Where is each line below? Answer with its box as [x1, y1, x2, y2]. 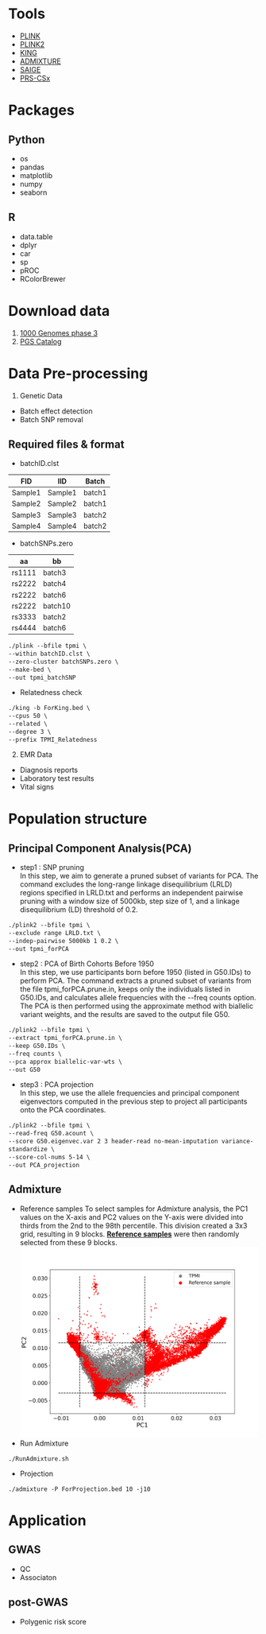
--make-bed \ [8, 666, 52, 673]
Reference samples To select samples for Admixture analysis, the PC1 [19, 1204, 249, 1213]
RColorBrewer [19, 274, 66, 283]
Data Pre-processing [8, 364, 148, 382]
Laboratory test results [19, 773, 94, 783]
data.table [19, 231, 53, 241]
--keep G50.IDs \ [8, 1042, 66, 1050]
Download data [8, 301, 110, 320]
